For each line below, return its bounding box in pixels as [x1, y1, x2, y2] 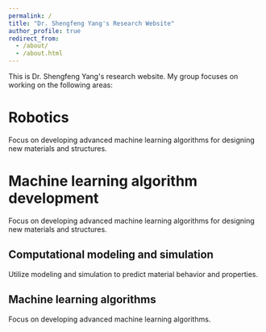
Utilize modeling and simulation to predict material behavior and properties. [8, 269, 259, 279]
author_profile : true [8, 27, 81, 35]
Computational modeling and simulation [8, 248, 214, 262]
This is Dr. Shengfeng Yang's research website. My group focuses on [8, 72, 239, 81]
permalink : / [8, 11, 52, 20]
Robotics [8, 108, 70, 127]
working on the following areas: [8, 80, 113, 90]
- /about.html [15, 49, 63, 57]
